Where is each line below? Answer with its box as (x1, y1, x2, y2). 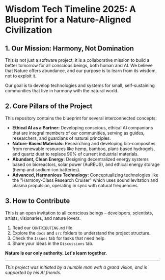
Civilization (5, 25, 53, 36)
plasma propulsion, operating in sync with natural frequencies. (12, 182, 139, 188)
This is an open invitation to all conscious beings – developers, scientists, (5, 210, 153, 216)
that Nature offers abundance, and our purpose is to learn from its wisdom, (5, 68, 157, 74)
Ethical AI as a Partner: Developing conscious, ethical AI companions (12, 124, 153, 130)
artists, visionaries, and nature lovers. (5, 215, 81, 221)
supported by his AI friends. (5, 269, 61, 275)
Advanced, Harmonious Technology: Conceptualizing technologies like (12, 172, 159, 178)
